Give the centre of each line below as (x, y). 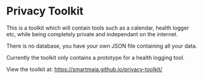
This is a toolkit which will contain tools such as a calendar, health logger (98, 28)
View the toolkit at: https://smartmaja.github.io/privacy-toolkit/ (84, 69)
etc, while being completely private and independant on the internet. (92, 34)
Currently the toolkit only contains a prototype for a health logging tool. (95, 57)
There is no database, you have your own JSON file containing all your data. (102, 46)
